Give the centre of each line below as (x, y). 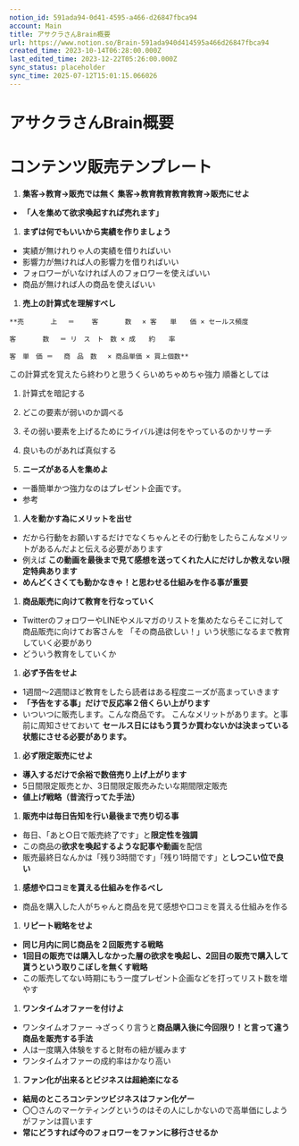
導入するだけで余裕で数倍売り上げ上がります (104, 774)
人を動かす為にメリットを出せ (77, 518)
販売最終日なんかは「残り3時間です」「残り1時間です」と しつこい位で (149, 857)
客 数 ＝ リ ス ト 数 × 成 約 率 (92, 339)
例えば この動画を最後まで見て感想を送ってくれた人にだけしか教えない (152, 559)
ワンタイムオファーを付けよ (73, 1008)
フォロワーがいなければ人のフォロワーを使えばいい (116, 273)
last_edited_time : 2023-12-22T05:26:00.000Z (93, 59)
